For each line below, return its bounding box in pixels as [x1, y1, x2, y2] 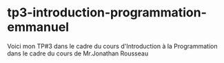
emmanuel [7, 19, 70, 35]
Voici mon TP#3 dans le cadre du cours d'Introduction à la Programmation [7, 42, 218, 50]
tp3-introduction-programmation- [7, 5, 207, 21]
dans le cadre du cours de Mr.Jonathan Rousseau [7, 49, 149, 58]
